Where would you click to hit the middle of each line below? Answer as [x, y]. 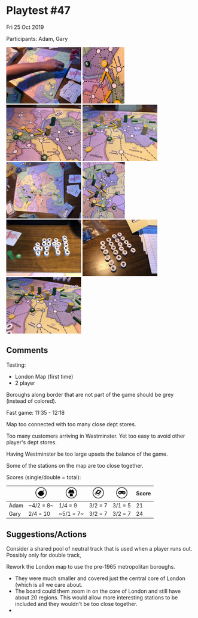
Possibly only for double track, [44, 555]
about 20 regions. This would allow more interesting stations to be [96, 598]
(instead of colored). [31, 401]
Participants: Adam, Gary [37, 38]
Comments [27, 350]
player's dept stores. [31, 442]
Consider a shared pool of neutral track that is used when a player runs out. [99, 549]
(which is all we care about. [48, 585]
